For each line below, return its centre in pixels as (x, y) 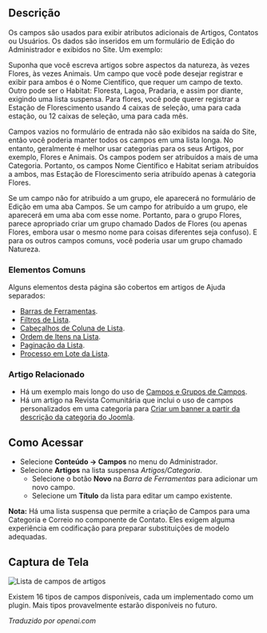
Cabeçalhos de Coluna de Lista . (72, 328)
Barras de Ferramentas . (59, 311)
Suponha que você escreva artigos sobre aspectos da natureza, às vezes (129, 65)
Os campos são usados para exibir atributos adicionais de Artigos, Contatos (133, 32)
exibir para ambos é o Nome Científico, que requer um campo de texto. (126, 82)
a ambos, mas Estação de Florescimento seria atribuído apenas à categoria (132, 174)
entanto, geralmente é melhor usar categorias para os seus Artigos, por (126, 148)
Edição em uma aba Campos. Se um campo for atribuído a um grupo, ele (128, 206)
